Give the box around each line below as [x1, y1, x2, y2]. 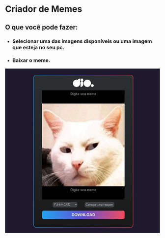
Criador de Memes [5, 3, 82, 15]
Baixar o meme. [12, 57, 51, 64]
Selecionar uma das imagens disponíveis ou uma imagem [12, 38, 152, 45]
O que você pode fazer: [5, 23, 78, 31]
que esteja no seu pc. [12, 44, 65, 51]
